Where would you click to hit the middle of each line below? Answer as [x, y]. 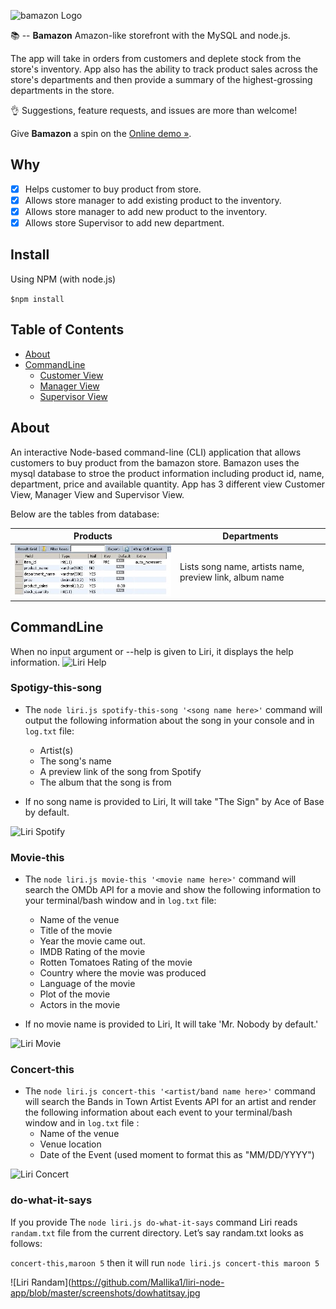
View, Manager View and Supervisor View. [97, 494]
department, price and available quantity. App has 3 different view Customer [168, 484]
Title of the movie [76, 931]
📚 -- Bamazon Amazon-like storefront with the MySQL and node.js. [150, 35]
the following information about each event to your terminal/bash [158, 1112]
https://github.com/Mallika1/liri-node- [148, 1282]
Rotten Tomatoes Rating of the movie [116, 962]
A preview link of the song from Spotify [120, 771]
